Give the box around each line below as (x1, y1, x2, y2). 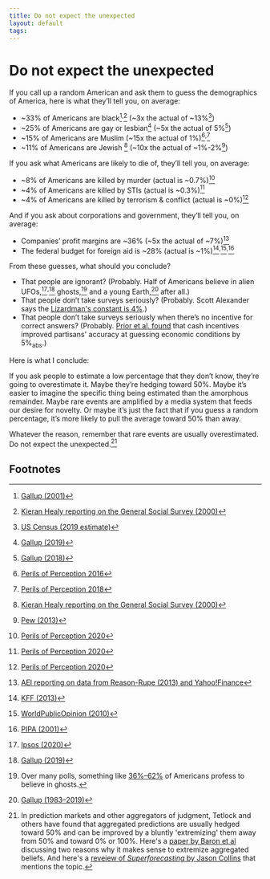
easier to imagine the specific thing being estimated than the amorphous (9, 388, 249, 397)
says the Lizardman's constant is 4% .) (20, 303, 147, 313)
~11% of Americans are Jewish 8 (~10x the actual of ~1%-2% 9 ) (20, 141, 228, 153)
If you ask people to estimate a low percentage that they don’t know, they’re (9, 371, 260, 380)
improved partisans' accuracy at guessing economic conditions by (20, 329, 241, 339)
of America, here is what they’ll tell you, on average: (9, 96, 181, 106)
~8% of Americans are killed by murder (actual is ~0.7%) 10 (20, 173, 216, 185)
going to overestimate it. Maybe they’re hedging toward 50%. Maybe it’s (9, 379, 247, 389)
